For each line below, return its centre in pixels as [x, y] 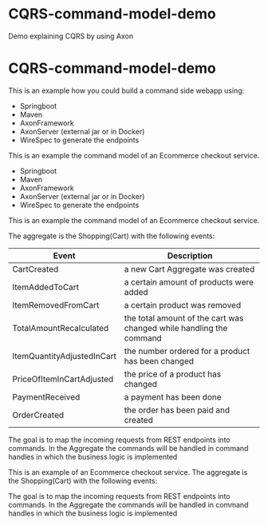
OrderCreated [38, 415]
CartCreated [35, 269]
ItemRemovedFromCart [56, 305]
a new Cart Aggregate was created [189, 269]
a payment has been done [173, 396]
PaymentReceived [46, 396]
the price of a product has [173, 374]
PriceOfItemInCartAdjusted [63, 379]
